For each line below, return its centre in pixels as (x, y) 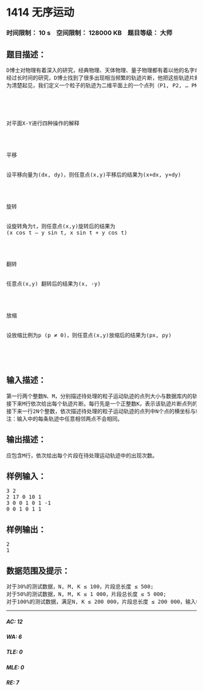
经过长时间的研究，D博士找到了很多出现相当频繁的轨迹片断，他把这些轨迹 (98, 78)
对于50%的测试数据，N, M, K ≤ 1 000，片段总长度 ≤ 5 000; (86, 594)
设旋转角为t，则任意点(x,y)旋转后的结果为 (61, 226)
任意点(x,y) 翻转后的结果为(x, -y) (53, 283)
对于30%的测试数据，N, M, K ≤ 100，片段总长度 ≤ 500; (80, 586)
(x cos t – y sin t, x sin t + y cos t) (67, 233)
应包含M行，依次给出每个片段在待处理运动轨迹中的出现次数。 (82, 455)
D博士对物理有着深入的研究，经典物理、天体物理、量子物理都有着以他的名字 (101, 70)
